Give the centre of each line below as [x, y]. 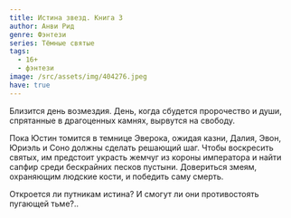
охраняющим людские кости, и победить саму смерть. [117, 176]
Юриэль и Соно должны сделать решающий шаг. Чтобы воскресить [141, 147]
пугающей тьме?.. [44, 204]
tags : [19, 52]
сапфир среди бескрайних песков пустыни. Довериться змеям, [133, 166]
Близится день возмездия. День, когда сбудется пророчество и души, [145, 110]
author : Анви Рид [42, 26]
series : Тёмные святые [52, 43]
